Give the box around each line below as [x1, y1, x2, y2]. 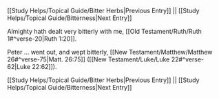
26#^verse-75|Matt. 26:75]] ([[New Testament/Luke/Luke [7, 55, 170, 63]
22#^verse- [171, 55, 205, 63]
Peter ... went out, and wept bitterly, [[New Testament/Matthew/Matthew [7, 48, 213, 56]
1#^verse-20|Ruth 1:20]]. [7, 35, 77, 43]
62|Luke [7, 63, 31, 70]
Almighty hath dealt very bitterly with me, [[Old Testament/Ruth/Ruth [7, 28, 202, 35]
